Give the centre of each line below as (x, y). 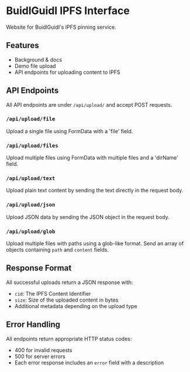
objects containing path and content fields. (58, 250)
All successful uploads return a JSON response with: (70, 282)
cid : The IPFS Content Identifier (53, 293)
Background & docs (38, 59)
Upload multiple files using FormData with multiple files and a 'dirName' (92, 158)
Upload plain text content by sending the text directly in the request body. (95, 190)
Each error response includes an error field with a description (89, 363)
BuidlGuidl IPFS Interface (68, 11)
